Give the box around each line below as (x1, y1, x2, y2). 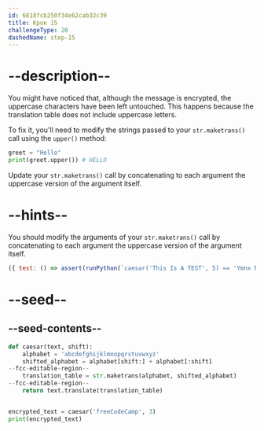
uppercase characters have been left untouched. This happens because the (8, 101, 254, 111)
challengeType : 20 (8, 26, 68, 34)
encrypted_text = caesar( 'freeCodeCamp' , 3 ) (8, 407, 156, 415)
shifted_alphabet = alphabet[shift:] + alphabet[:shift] (22, 357, 213, 366)
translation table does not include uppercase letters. (8, 110, 177, 120)
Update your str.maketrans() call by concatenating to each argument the (8, 170, 246, 179)
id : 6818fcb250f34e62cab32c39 (8, 11, 108, 20)
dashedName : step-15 (8, 33, 76, 42)
